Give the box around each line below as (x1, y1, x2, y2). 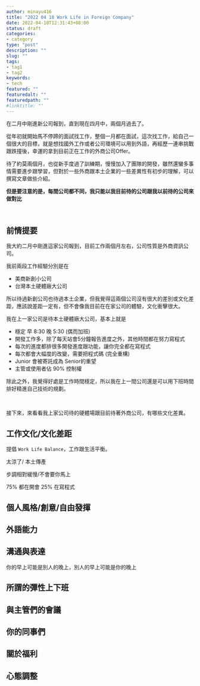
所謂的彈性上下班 (6, 582, 69, 593)
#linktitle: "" (6, 102, 44, 109)
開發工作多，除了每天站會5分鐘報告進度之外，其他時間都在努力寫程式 (14, 336, 186, 343)
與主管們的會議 (6, 604, 61, 615)
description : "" (6, 48, 46, 54)
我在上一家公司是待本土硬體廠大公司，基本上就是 (6, 315, 126, 322)
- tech (6, 81, 23, 87)
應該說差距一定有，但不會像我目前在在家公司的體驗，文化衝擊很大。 (16, 303, 183, 310)
